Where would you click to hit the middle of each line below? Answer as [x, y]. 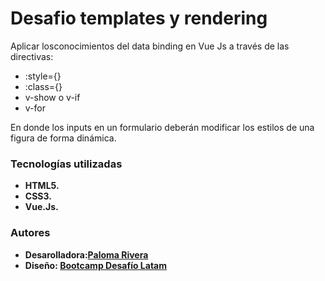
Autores [30, 233]
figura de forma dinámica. [63, 138]
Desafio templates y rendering [139, 18]
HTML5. [42, 186]
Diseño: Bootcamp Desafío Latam [95, 265]
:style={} [43, 76]
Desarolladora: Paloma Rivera [86, 254]
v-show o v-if [52, 97]
